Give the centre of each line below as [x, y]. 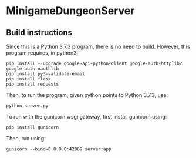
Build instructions [39, 33]
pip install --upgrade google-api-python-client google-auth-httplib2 [94, 63]
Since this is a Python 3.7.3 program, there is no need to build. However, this [98, 46]
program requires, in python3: [42, 53]
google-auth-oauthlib [33, 69]
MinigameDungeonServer [70, 11]
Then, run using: [26, 138]
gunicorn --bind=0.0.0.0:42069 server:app [59, 149]
